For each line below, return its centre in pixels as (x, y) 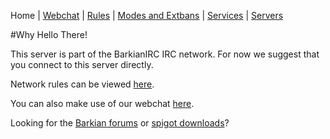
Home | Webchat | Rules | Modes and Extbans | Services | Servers (147, 15)
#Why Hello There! (49, 34)
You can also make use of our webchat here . (102, 103)
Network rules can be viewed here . (82, 84)
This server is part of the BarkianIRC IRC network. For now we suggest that (165, 54)
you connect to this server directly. (82, 64)
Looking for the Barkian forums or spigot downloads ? (120, 123)
